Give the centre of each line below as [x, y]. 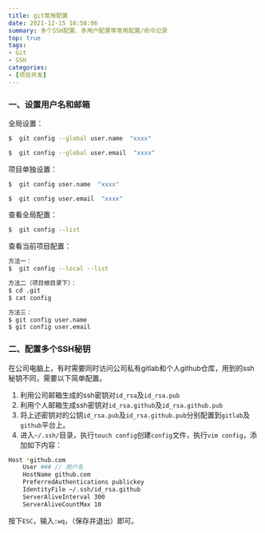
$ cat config [30, 298]
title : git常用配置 [38, 16]
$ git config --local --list [59, 269]
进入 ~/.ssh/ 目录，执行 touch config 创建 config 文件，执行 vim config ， [135, 435]
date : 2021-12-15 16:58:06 [53, 23]
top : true [25, 38]
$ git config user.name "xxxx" [64, 184]
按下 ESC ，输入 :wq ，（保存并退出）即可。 [73, 520]
